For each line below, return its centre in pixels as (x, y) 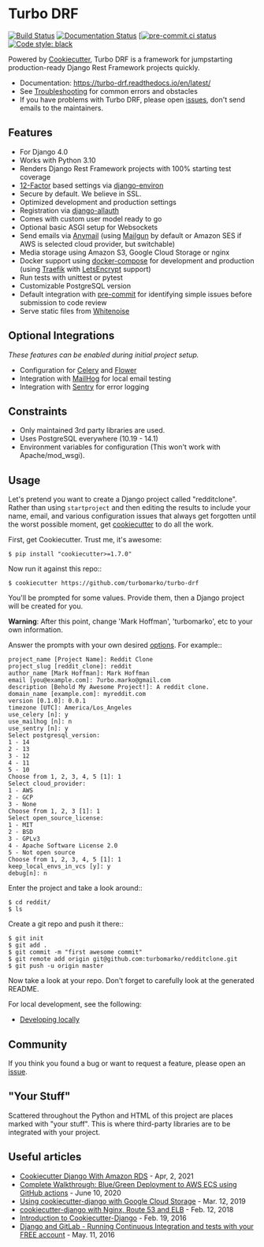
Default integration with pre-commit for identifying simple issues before (136, 294)
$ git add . (28, 945)
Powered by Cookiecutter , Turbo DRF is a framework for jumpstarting (121, 59)
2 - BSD (21, 832)
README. (24, 989)
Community (38, 1044)
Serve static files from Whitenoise (74, 311)
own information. (35, 630)
